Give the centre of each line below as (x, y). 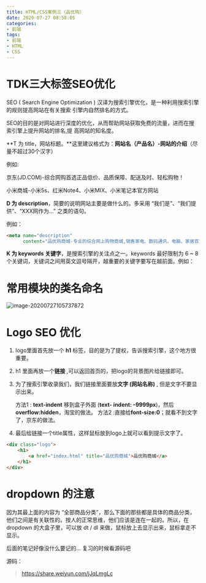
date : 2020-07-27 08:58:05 (41, 18)
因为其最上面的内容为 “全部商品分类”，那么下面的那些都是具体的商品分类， (101, 512)
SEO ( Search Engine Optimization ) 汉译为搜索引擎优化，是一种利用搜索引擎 (103, 102)
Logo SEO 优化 (44, 332)
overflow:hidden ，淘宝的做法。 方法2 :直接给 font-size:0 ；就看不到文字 (106, 412)
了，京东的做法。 (37, 420)
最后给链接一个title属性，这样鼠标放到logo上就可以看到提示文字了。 (101, 433)
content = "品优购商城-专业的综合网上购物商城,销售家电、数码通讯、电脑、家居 (109, 241)
